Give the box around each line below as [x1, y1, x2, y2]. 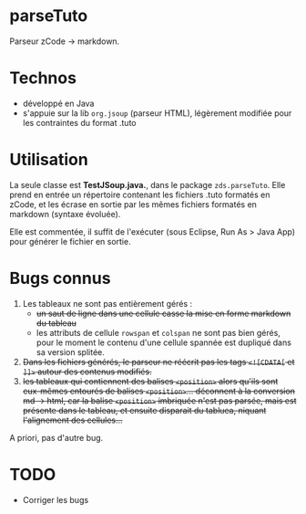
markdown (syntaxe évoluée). [9, 208, 121, 219]
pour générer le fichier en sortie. [9, 236, 131, 247]
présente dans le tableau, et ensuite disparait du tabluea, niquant [22, 404, 267, 415]
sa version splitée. [36, 346, 105, 357]
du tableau [36, 317, 77, 329]
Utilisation [9, 150, 88, 170]
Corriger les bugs [22, 494, 89, 505]
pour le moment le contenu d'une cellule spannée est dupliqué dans [36, 337, 291, 348]
